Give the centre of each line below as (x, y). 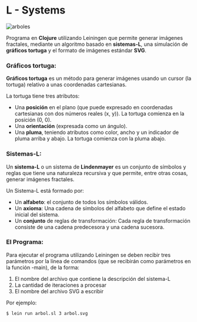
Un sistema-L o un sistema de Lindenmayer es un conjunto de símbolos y (96, 167)
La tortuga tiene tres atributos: (43, 96)
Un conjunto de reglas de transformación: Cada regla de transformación (102, 220)
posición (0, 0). (33, 120)
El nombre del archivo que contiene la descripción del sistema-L (92, 279)
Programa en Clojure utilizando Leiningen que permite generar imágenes (95, 38)
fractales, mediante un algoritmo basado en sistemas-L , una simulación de (97, 44)
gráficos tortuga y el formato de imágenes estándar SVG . (76, 50)
